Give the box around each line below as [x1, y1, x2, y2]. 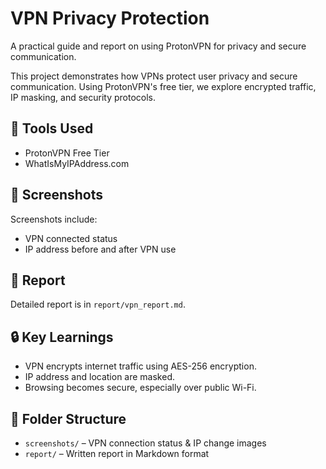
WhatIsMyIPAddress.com [24, 157, 130, 169]
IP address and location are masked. [24, 371, 176, 383]
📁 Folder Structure [10, 410, 127, 427]
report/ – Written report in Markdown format [24, 448, 210, 459]
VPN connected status [24, 232, 118, 244]
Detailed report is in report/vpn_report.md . [10, 298, 186, 311]
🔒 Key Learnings [10, 328, 114, 346]
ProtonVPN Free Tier [24, 147, 110, 159]
